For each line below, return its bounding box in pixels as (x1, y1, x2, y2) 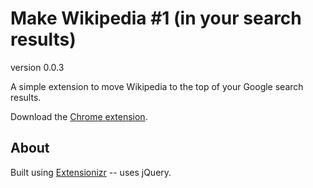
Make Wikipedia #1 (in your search (10, 7, 302, 30)
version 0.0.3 (10, 61, 65, 73)
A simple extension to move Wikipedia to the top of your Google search (10, 80, 304, 92)
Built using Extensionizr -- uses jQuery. (10, 166, 172, 178)
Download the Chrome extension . (10, 110, 148, 122)
